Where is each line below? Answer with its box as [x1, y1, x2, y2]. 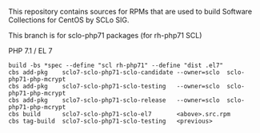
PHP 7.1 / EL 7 [8, 46, 54, 55]
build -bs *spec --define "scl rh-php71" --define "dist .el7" [8, 61, 224, 69]
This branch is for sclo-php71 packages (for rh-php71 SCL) [8, 31, 202, 40]
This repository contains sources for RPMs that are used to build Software [8, 7, 253, 16]
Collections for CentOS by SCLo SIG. [8, 15, 130, 25]
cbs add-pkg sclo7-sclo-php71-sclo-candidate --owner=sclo [8, 68, 220, 76]
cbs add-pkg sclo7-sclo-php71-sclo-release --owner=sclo [8, 96, 220, 104]
